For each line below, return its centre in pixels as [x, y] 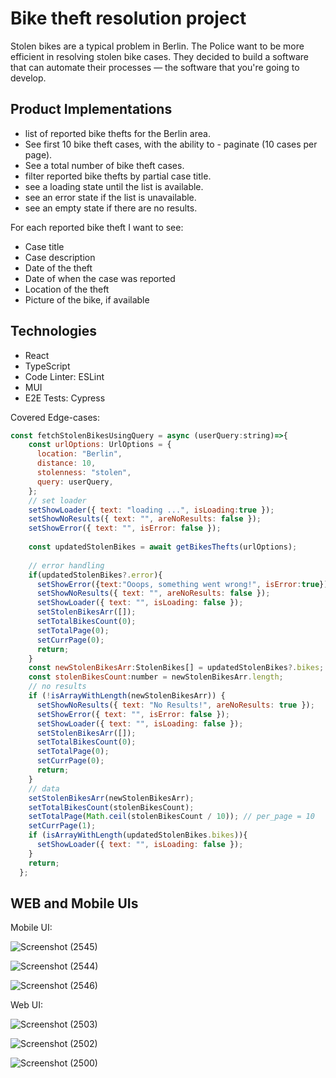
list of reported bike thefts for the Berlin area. [117, 133]
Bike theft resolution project [128, 18]
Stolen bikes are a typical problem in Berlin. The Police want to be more [157, 46]
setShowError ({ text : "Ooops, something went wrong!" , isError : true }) [182, 584]
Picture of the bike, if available [87, 299]
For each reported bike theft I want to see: [97, 227]
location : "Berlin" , [79, 454]
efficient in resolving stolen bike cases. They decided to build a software [160, 56]
